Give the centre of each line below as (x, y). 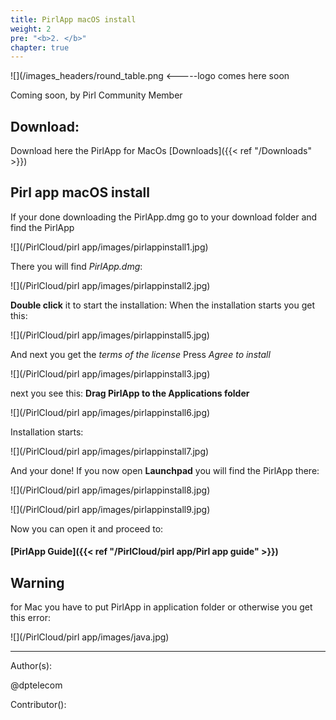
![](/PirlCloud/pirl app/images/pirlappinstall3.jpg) (110, 373)
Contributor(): (38, 705)
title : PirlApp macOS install (73, 19)
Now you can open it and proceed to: (87, 528)
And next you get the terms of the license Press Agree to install (140, 354)
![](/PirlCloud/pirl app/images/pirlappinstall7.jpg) (110, 451)
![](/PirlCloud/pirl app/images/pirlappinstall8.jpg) (110, 490)
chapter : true (40, 47)
